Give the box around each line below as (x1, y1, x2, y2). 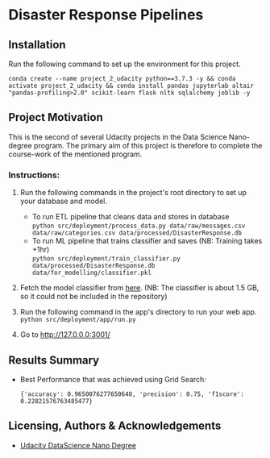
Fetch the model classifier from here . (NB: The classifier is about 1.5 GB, (19, 283, 260, 293)
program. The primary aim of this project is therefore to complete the (33, 140, 263, 150)
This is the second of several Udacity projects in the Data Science (8, 131, 227, 142)
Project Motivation (8, 110, 103, 124)
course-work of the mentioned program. (8, 149, 143, 159)
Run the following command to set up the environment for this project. (8, 59, 241, 69)
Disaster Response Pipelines (8, 6, 204, 24)
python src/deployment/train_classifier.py (31, 255, 181, 263)
